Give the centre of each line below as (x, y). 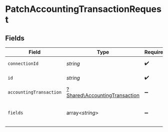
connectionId (23, 64)
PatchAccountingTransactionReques (83, 9)
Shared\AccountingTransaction (103, 95)
